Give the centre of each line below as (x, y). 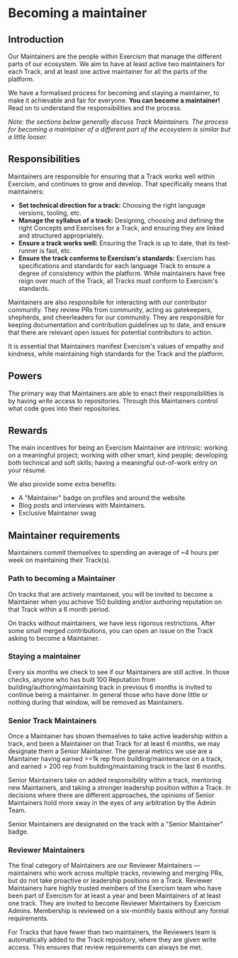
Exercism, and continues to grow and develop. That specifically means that (118, 183)
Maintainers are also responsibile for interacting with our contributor (108, 302)
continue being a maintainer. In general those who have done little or (108, 694)
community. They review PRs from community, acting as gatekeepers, (110, 309)
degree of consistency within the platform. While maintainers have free (122, 273)
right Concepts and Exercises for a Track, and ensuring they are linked (121, 228)
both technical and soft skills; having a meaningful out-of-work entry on (113, 463)
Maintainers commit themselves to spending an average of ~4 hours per (113, 553)
